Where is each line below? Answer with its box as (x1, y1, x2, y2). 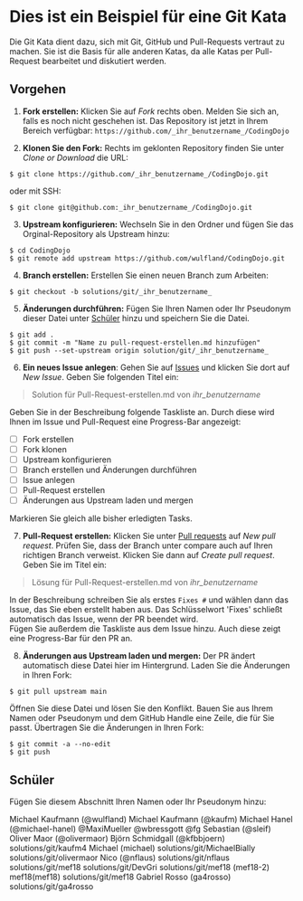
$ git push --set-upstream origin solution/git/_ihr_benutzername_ (9, 346, 270, 355)
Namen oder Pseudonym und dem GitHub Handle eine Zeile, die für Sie (9, 713, 275, 724)
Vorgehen (9, 81, 66, 97)
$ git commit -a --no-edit (9, 740, 111, 749)
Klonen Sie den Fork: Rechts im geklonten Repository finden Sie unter (22, 142, 285, 153)
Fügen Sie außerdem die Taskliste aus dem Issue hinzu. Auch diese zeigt (9, 623, 281, 634)
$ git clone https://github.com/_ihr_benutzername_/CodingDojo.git (9, 169, 270, 178)
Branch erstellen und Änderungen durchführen (22, 464, 197, 475)
